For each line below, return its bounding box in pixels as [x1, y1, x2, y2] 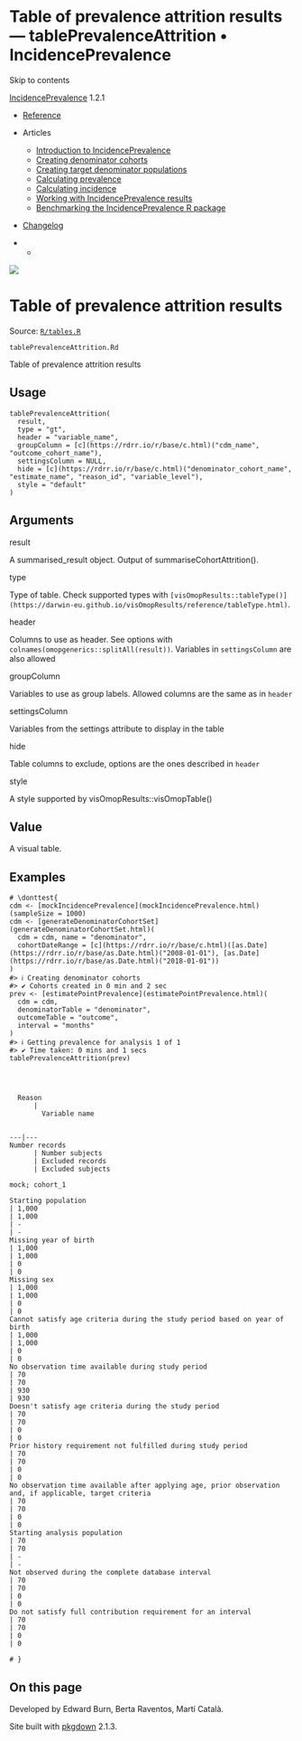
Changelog [22, 220, 64, 231]
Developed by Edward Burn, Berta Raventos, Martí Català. [9, 1703, 224, 1714]
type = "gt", [17, 425, 67, 434]
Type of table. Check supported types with [9, 589, 169, 600]
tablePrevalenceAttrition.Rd [9, 343, 119, 352]
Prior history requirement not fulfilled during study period [9, 1442, 248, 1451]
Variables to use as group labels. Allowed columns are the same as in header [9, 688, 293, 699]
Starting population [9, 1196, 87, 1206]
